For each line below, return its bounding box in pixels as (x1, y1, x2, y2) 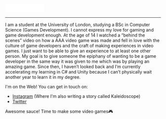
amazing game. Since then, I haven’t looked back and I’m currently (5, 64, 141, 70)
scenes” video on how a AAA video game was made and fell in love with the (5, 38, 160, 43)
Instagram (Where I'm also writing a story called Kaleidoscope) (12, 93, 141, 99)
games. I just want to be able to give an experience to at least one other (5, 48, 151, 54)
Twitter (12, 99, 27, 105)
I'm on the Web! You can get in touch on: (5, 84, 88, 90)
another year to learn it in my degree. (5, 74, 81, 80)
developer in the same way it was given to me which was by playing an (5, 58, 150, 65)
